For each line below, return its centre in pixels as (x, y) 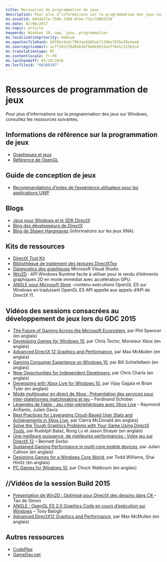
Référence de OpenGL (36, 160)
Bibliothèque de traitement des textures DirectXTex (65, 264)
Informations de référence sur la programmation (82, 135)
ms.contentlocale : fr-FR (31, 56)
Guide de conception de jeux (51, 176)
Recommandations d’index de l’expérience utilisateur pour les (76, 187)
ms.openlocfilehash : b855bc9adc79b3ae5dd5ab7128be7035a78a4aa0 (72, 42)
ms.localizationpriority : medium (40, 38)
